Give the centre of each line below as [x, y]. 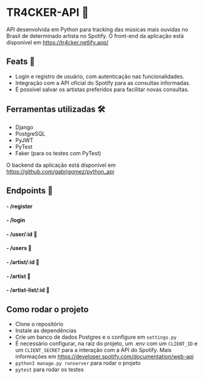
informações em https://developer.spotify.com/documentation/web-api [104, 356]
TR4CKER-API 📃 [48, 13]
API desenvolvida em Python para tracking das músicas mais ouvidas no [97, 29]
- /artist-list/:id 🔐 [28, 290]
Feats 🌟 [21, 61]
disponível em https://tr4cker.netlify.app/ [58, 42]
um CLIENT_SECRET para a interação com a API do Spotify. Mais [93, 350]
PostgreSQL [30, 133]
